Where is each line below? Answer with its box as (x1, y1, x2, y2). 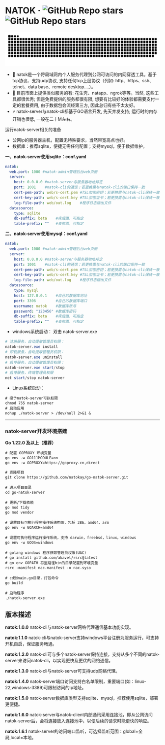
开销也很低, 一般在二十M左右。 (12, 116, 75, 122)
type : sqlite (14, 211, 41, 216)
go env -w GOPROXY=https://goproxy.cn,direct (5, 461, 100, 466)
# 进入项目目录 (5, 485, 32, 490)
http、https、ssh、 (115, 77, 154, 83)
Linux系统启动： (12, 385, 45, 391)
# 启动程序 (5, 591, 25, 596)
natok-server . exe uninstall (5, 355, 63, 360)
